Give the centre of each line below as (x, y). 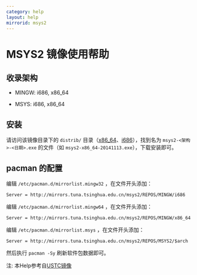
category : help (25, 12)
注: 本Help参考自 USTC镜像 (39, 265)
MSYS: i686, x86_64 (40, 104)
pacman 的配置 (34, 168)
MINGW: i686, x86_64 (41, 92)
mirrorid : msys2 (26, 23)
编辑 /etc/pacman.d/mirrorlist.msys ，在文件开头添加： (75, 230)
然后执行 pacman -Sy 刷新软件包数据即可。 (58, 253)
